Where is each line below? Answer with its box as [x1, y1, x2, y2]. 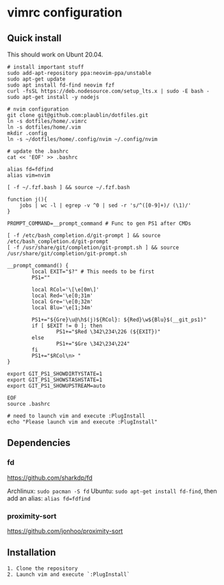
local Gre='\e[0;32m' [32, 298, 94, 305]
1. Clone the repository [7, 565, 78, 572]
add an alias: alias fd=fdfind [7, 494, 91, 503]
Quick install [7, 32, 62, 44]
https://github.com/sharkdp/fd [7, 473, 92, 482]
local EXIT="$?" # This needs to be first [32, 268, 155, 275]
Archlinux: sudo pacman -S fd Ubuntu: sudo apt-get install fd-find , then [7, 487, 217, 495]
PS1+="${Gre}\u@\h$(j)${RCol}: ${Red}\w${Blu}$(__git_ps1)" [32, 316, 207, 323]
